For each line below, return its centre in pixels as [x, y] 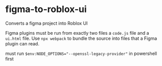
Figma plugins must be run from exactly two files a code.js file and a [77, 33]
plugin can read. [22, 43]
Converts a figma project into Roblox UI [47, 23]
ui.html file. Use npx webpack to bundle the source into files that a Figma [81, 38]
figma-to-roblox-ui [46, 9]
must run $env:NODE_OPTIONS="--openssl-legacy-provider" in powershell [81, 53]
